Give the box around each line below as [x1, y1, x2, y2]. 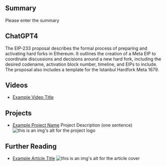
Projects [5, 109, 32, 117]
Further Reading [5, 142, 57, 150]
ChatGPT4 [5, 32, 38, 41]
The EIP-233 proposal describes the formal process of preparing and [5, 45, 147, 51]
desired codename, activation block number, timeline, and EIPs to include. [5, 61, 157, 67]
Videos [5, 81, 28, 90]
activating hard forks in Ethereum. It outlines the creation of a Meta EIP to [5, 50, 156, 57]
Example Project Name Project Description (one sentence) [12, 122, 132, 128]
